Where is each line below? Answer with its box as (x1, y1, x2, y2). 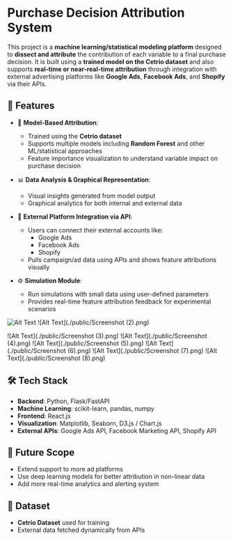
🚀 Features (7, 100, 55, 112)
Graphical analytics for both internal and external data (27, 198, 182, 207)
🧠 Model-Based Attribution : (17, 118, 99, 127)
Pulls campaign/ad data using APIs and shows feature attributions (27, 256, 217, 264)
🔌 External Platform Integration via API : (17, 212, 133, 221)
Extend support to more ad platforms (17, 465, 124, 473)
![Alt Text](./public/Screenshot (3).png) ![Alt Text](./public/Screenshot (7, 331, 207, 340)
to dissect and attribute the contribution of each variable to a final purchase (7, 50, 226, 58)
